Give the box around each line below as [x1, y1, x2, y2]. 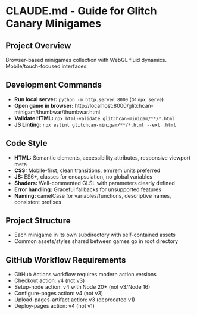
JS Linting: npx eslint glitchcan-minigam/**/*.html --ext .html [14, 121, 176, 128]
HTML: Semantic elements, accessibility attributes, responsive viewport [14, 154, 191, 161]
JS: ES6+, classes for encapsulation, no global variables [14, 173, 153, 180]
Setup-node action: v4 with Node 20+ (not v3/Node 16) [14, 283, 151, 291]
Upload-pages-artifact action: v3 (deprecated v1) [14, 296, 135, 303]
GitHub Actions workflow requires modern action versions [14, 271, 157, 278]
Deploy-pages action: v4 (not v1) [14, 302, 95, 310]
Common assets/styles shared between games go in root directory [14, 238, 179, 245]
